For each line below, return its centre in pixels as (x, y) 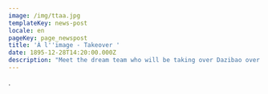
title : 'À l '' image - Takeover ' (64, 45)
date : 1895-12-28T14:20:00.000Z (62, 53)
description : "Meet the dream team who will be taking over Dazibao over (134, 61)
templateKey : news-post (48, 23)
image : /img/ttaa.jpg (45, 16)
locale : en (26, 30)
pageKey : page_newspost (48, 38)
